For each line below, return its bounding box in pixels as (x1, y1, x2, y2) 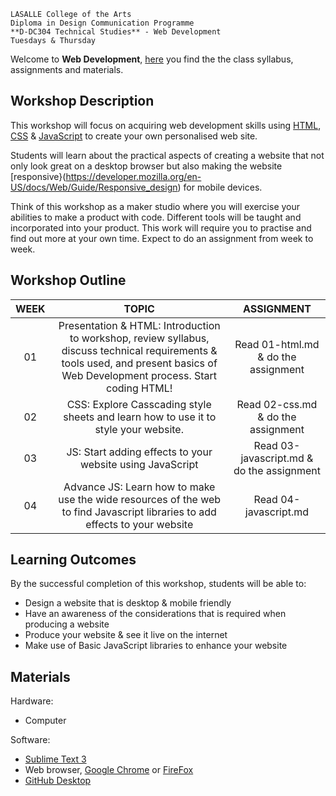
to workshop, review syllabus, (69, 331, 210, 345)
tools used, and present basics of (61, 356, 218, 370)
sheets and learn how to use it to (63, 410, 217, 424)
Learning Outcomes (10, 551, 137, 569)
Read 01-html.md (234, 337, 320, 351)
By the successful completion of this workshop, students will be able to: (10, 578, 307, 590)
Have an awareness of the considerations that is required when (24, 608, 287, 620)
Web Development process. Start (61, 368, 218, 382)
